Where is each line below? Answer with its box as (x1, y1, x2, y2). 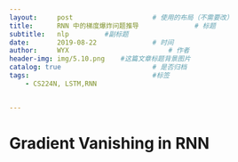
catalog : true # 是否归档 (9, 63, 187, 72)
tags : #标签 (9, 71, 171, 80)
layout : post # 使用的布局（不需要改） (9, 12, 234, 22)
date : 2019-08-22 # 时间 (9, 37, 174, 47)
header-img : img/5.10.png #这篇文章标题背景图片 (9, 54, 191, 63)
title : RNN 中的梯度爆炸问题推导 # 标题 (9, 21, 216, 30)
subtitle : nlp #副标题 (9, 29, 129, 38)
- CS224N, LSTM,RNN (25, 79, 98, 88)
